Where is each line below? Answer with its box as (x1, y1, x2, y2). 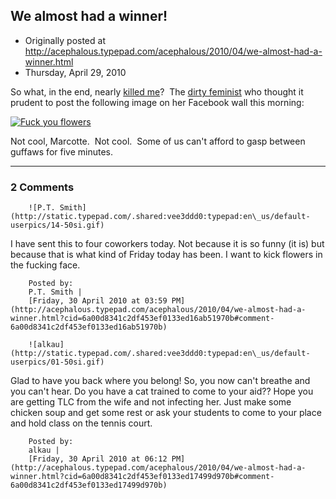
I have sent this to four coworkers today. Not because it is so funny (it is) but (10, 238, 325, 250)
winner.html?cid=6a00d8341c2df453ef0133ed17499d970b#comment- (10, 472, 275, 482)
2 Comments (10, 180, 75, 194)
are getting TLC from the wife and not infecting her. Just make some (10, 396, 292, 408)
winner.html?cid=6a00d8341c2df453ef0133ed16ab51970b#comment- (10, 314, 275, 324)
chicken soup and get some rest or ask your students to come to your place (10, 407, 322, 419)
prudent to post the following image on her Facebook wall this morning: (10, 96, 305, 108)
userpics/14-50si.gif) (10, 220, 105, 231)
